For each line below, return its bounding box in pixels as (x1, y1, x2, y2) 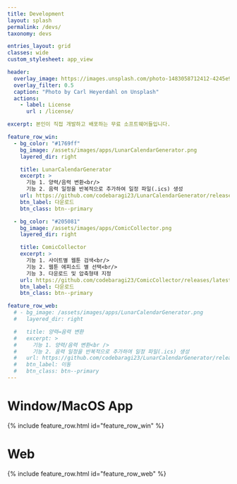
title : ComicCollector (20, 244, 87, 251)
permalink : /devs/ (7, 23, 61, 30)
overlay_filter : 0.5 (13, 82, 74, 89)
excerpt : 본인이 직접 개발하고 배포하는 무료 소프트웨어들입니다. (7, 121, 171, 128)
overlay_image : (13, 75, 59, 82)
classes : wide (7, 49, 49, 56)
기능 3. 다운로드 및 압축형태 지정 (25, 270, 111, 277)
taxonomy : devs (7, 30, 52, 37)
